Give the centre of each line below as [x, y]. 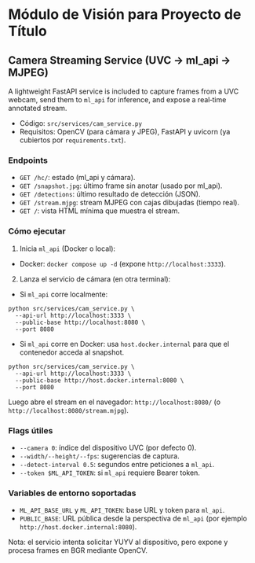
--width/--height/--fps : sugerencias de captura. [99, 456]
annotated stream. [38, 108]
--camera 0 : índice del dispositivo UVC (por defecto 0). [108, 447]
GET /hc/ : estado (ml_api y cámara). [77, 178]
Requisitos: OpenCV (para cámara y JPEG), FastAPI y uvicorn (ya [125, 132]
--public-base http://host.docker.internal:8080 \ [100, 380]
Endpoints [28, 160]
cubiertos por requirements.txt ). [73, 140]
